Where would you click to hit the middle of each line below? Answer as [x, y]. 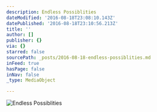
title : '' [19, 29]
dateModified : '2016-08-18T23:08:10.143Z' [61, 18]
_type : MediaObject [31, 80]
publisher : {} [24, 40]
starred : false [26, 52]
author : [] [20, 35]
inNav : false [23, 75]
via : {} [16, 47]
